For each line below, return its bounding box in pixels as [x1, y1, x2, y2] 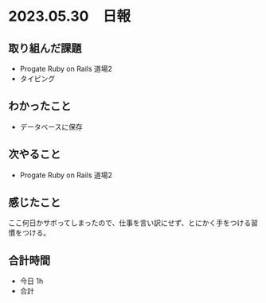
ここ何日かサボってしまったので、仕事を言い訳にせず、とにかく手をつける [8, 218, 252, 227]
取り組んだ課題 [8, 41, 82, 55]
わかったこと [8, 99, 72, 113]
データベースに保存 [19, 122, 84, 131]
